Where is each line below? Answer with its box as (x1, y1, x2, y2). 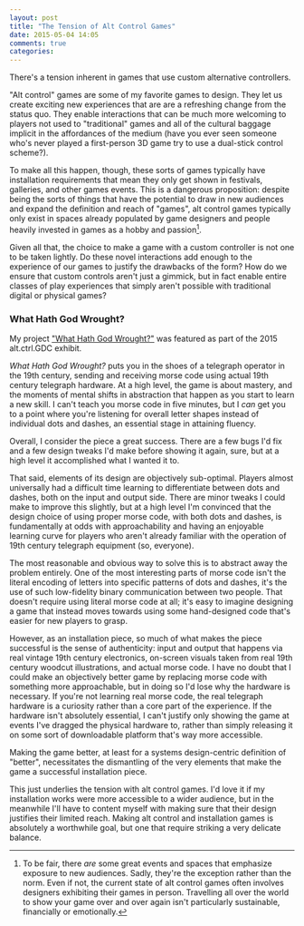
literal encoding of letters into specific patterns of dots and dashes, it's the (9, 577, 288, 588)
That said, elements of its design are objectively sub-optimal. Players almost (9, 473, 294, 483)
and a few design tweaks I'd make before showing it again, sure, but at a (9, 445, 280, 456)
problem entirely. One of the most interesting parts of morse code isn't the (9, 568, 287, 579)
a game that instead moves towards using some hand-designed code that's (9, 606, 291, 617)
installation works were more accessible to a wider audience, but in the (9, 794, 274, 804)
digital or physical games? (9, 289, 107, 300)
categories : (9, 47, 54, 56)
